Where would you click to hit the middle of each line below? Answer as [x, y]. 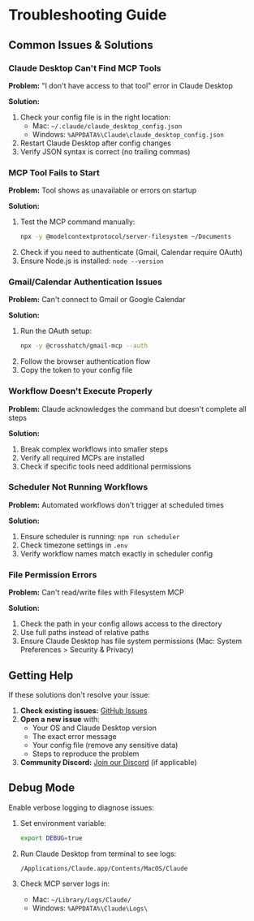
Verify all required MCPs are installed [82, 457]
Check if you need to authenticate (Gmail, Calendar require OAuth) [131, 253]
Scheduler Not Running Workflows [78, 487]
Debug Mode [42, 788]
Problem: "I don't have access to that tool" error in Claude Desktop [121, 85]
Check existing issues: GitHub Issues [84, 710]
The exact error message [74, 736]
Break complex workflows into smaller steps [94, 449]
